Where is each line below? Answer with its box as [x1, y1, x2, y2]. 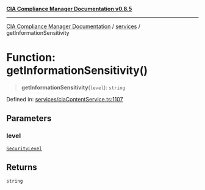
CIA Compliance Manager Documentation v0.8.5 [6, 5, 132, 12]
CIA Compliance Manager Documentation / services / [6, 23, 141, 30]
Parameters [6, 113, 52, 124]
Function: [6, 51, 56, 65]
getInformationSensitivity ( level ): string [21, 84, 126, 91]
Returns [6, 162, 38, 173]
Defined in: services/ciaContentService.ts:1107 [6, 95, 123, 103]
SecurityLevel [6, 145, 43, 152]
